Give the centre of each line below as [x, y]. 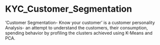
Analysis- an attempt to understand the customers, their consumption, [77, 27]
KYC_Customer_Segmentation [69, 9]
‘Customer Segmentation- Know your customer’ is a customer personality [80, 22]
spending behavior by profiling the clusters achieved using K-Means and [79, 33]
